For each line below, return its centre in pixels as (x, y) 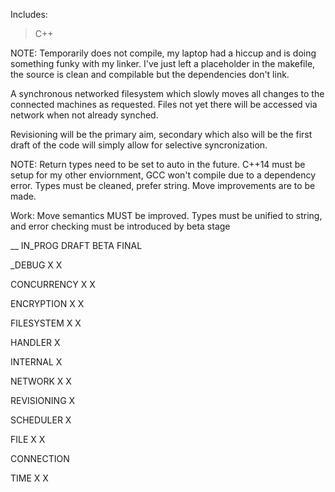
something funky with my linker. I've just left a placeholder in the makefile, (163, 63)
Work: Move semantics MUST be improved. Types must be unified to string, (166, 215)
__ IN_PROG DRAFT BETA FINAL (76, 245)
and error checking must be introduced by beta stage (120, 226)
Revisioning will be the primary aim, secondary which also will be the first (161, 134)
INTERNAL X (36, 362)
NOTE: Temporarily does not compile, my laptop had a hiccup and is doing (163, 53)
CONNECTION (40, 458)
